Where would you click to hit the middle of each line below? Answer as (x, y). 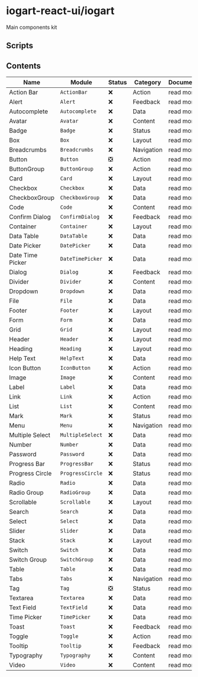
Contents (24, 66)
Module (81, 83)
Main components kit (32, 27)
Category (148, 83)
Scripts (20, 46)
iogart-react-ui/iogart (60, 11)
